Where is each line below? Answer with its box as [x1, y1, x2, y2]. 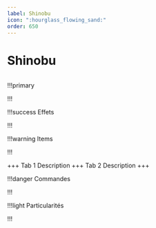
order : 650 [7, 23, 39, 30]
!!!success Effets [7, 108, 55, 116]
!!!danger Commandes [7, 175, 71, 183]
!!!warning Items [7, 135, 53, 143]
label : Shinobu [7, 10, 51, 17]
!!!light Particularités [7, 201, 64, 210]
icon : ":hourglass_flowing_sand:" [7, 17, 107, 23]
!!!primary [7, 81, 35, 90]
